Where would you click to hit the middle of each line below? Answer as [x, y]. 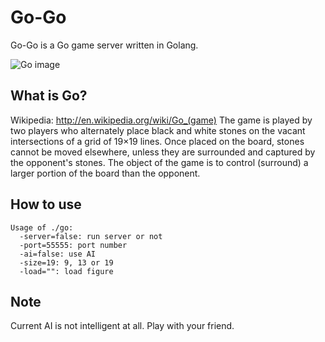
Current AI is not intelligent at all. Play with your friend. [122, 326]
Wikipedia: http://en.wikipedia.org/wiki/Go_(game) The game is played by [161, 120]
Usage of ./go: [42, 227]
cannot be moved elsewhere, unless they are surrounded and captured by [163, 152]
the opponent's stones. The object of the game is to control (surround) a [159, 162]
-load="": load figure [66, 271]
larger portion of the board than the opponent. [105, 173]
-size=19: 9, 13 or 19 [66, 262]
